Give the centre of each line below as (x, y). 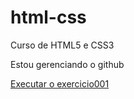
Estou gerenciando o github (67, 64)
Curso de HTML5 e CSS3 (62, 45)
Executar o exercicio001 (60, 83)
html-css (48, 17)
